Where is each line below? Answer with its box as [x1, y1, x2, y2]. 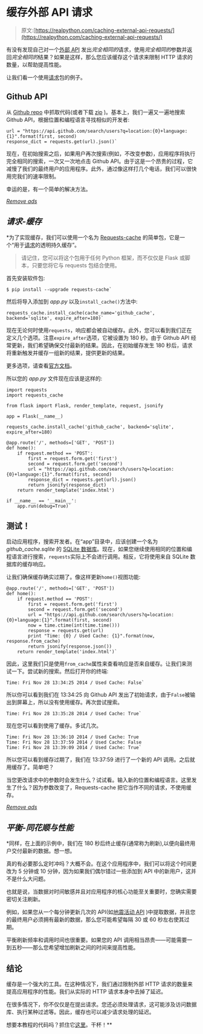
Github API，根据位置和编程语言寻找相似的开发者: [6, 116, 130, 123]
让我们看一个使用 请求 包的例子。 [6, 74, 86, 81]
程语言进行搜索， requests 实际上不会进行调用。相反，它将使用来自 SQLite [6, 553, 189, 560]
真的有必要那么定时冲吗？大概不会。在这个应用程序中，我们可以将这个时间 [6, 860, 192, 867]
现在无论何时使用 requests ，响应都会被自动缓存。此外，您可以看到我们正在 [6, 327, 192, 334]
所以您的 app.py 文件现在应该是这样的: [6, 375, 103, 382]
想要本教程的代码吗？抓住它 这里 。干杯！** [6, 1021, 113, 1028]
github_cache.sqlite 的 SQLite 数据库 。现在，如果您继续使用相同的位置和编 [6, 546, 192, 553]
